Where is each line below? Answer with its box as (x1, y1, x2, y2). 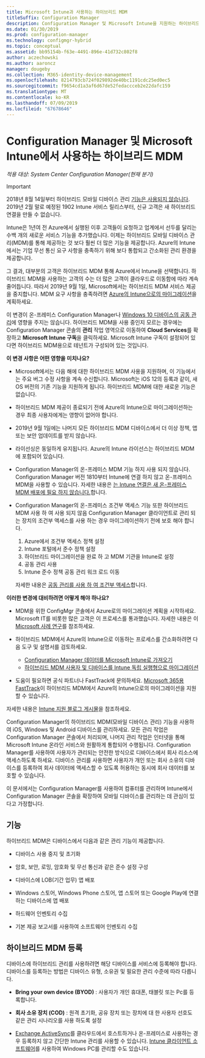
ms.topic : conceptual (6, 43, 62, 50)
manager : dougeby (6, 66, 51, 72)
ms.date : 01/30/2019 (6, 26, 59, 32)
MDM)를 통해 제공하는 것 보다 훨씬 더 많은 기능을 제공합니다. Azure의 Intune (13, 239, 196, 247)
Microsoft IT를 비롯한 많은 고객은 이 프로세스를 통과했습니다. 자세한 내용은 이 (15, 615, 199, 622)
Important (6, 183, 31, 190)
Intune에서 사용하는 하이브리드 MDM (6, 149, 183, 163)
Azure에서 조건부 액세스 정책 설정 (24, 538, 105, 545)
